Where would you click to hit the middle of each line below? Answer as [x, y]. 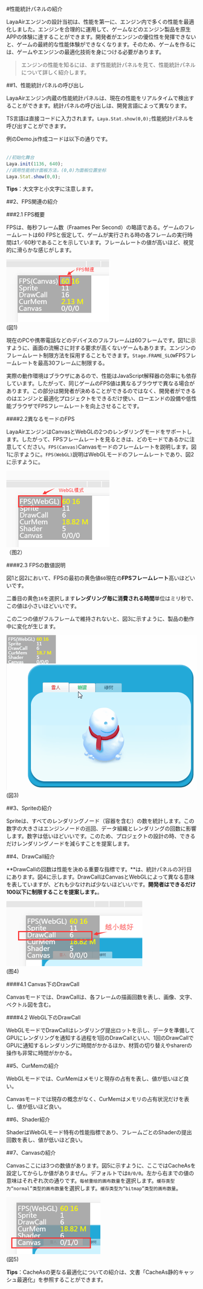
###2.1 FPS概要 [26, 215]
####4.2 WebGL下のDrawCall [43, 1018]
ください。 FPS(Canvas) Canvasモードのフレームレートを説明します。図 [109, 447]
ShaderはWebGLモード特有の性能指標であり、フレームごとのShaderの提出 [99, 1132]
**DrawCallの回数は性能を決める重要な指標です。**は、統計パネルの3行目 [99, 869]
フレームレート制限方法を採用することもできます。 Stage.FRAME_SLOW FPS [96, 356]
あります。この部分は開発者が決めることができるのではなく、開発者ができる [101, 391]
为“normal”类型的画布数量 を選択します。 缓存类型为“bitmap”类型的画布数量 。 [94, 1188]
